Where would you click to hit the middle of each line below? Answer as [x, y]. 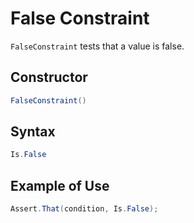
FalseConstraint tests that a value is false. [97, 46]
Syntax [33, 132]
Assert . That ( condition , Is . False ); [84, 209]
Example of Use [60, 185]
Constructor [49, 77]
